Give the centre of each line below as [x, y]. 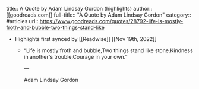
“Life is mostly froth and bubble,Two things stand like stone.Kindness [108, 50]
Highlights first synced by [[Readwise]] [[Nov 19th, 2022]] [86, 39]
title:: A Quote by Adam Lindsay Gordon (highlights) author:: [79, 9]
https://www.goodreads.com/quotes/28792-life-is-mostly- [111, 21]
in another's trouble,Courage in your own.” [75, 57]
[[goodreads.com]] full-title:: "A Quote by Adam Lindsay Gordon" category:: [99, 15]
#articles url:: [22, 21]
